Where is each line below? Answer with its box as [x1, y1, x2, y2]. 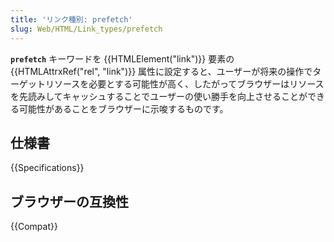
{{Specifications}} [10, 162, 85, 174]
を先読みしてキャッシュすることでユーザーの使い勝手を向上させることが [10, 90, 308, 102]
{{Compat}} [10, 221, 58, 233]
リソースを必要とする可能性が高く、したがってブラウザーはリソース [44, 77, 325, 90]
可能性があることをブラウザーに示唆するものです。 [18, 102, 229, 115]
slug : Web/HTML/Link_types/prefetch [10, 24, 163, 34]
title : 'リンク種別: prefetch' [10, 14, 133, 25]
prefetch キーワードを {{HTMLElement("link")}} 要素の [10, 52, 235, 65]
